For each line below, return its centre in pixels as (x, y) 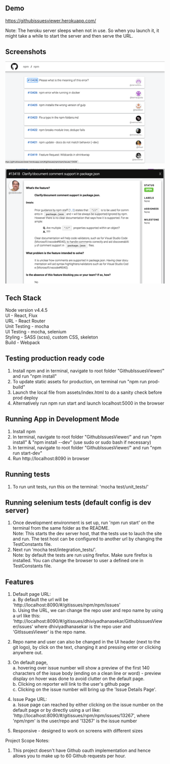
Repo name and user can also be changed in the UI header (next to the (86, 642)
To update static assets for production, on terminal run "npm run (80, 381)
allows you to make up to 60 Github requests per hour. (69, 756)
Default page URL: (32, 594)
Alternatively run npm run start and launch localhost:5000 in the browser (88, 403)
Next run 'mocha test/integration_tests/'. (54, 550)
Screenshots (26, 52)
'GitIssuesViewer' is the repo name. (50, 632)
